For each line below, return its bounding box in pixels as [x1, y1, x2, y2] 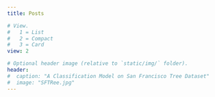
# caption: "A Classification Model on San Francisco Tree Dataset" [7, 72, 210, 79]
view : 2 [7, 48, 29, 55]
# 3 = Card [7, 42, 45, 48]
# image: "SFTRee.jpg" [7, 79, 75, 86]
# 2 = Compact [7, 35, 53, 42]
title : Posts [7, 10, 45, 17]
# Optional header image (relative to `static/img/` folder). [7, 60, 188, 67]
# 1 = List [7, 29, 45, 36]
